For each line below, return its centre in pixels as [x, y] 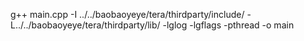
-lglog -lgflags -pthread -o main [228, 25]
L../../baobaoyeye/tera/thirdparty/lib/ [85, 25]
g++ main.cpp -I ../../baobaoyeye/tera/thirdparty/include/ [127, 14]
